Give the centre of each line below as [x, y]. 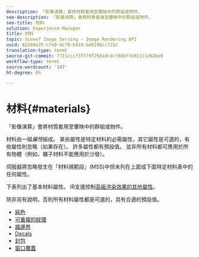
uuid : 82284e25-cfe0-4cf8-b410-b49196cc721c [62, 45]
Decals [23, 234]
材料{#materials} [48, 109]
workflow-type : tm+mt [33, 61]
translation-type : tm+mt [37, 51]
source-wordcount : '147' [37, 67]
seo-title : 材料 [25, 23]
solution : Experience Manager [44, 28]
